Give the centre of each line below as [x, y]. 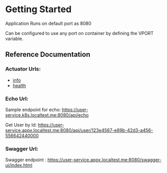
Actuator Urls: [23, 69]
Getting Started [39, 9]
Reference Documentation [48, 55]
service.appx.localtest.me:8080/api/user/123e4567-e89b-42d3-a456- [79, 130]
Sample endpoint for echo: [33, 110]
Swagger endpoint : [26, 160]
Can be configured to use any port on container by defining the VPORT [79, 33]
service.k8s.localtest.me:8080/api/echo [47, 115]
